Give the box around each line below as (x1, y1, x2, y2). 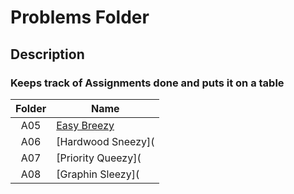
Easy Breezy (56, 118, 115, 132)
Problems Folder (10, 6, 150, 29)
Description (10, 46, 85, 63)
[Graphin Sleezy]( (56, 167, 140, 181)
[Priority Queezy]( (56, 151, 142, 165)
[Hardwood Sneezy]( (56, 134, 155, 148)
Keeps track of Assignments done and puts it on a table (10, 76, 285, 90)
